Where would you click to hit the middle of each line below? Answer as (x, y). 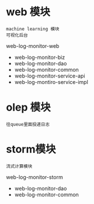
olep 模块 (28, 108)
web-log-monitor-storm (34, 177)
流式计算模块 (19, 166)
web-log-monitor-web (33, 46)
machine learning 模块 (33, 29)
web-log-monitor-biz (40, 57)
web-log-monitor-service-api (50, 76)
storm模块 (31, 150)
